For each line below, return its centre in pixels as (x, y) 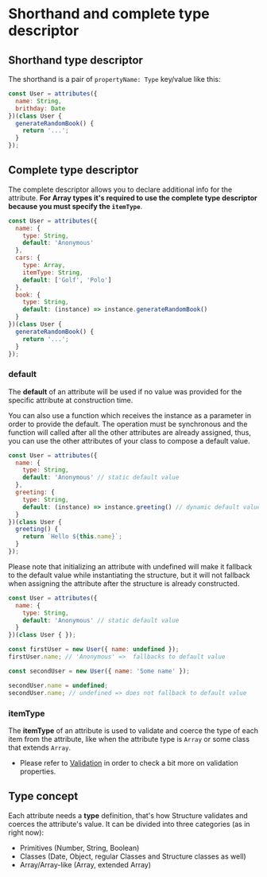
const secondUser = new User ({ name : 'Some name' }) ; (99, 671)
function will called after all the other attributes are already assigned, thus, (130, 432)
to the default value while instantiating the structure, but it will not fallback (129, 575)
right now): (26, 832)
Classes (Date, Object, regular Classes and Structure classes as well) (133, 856)
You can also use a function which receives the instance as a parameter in (130, 415)
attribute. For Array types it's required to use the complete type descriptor (133, 198)
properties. (38, 771)
